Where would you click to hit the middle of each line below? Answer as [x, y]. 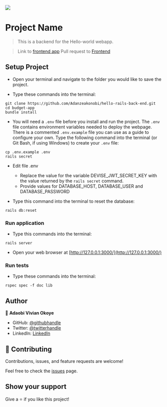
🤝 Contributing [29, 349]
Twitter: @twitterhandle [37, 328]
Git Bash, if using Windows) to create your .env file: [65, 143]
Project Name [34, 28]
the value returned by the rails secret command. [72, 181]
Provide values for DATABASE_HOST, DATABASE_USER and [81, 186]
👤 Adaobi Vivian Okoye [30, 313]
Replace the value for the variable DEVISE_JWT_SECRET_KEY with [88, 175]
